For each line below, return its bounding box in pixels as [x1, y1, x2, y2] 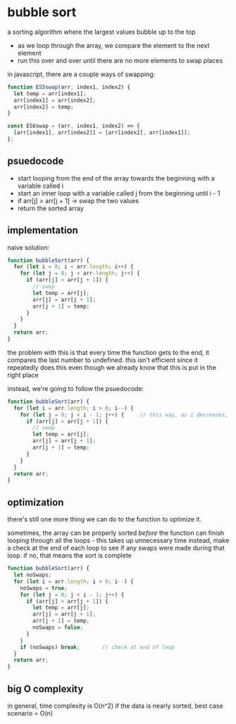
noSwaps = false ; [32, 624, 83, 631]
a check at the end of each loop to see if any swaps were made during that [7, 544, 225, 553]
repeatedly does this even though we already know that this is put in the [7, 363, 216, 371]
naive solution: [7, 243, 50, 251]
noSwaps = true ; [20, 584, 68, 591]
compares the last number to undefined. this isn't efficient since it [7, 356, 199, 364]
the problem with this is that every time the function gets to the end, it [7, 348, 210, 356]
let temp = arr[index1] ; [13, 90, 87, 97]
